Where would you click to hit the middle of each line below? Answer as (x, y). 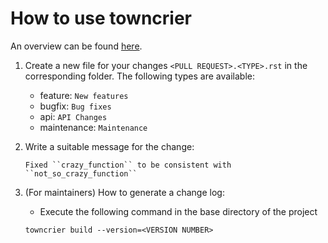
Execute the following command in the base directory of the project (178, 211)
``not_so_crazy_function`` (81, 173)
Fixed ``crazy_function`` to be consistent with (128, 165)
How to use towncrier (101, 18)
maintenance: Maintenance (93, 127)
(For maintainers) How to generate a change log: (124, 192)
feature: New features (84, 95)
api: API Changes (73, 116)
